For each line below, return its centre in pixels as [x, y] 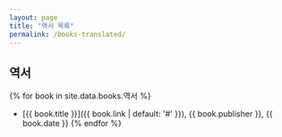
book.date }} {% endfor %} [72, 124]
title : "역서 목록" [42, 26]
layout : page [34, 17]
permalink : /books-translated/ [68, 34]
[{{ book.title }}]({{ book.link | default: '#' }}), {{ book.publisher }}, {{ [147, 114]
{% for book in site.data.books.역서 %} [80, 96]
